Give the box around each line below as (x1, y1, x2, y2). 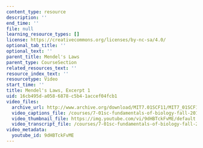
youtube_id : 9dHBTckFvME (11, 132, 74, 139)
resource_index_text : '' (6, 71, 69, 77)
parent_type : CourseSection (6, 59, 77, 65)
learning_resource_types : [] (6, 31, 80, 37)
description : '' (6, 14, 47, 21)
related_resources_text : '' (6, 65, 77, 71)
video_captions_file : (11, 110, 66, 116)
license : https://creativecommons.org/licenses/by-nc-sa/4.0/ (6, 37, 166, 43)
